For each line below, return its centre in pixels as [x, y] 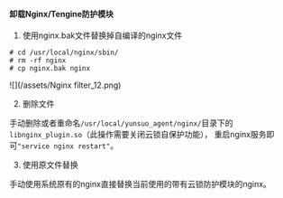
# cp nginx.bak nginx [50, 69]
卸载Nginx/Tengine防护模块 [62, 14]
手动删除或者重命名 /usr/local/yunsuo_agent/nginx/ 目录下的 [121, 123]
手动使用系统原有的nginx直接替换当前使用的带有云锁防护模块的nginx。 [141, 184]
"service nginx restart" [64, 146]
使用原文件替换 [50, 165]
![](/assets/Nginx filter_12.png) [65, 85]
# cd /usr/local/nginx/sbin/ [64, 53]
